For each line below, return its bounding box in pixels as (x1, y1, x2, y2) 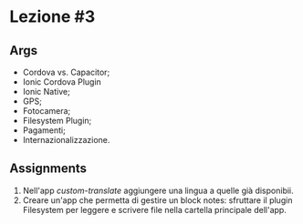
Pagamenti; (22, 125, 66, 136)
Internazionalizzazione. (22, 135, 110, 145)
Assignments (9, 161, 88, 177)
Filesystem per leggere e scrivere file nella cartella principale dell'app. (22, 204, 287, 215)
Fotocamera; (22, 106, 71, 116)
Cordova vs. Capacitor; (22, 66, 110, 77)
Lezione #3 (9, 6, 96, 27)
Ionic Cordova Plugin (22, 76, 102, 87)
